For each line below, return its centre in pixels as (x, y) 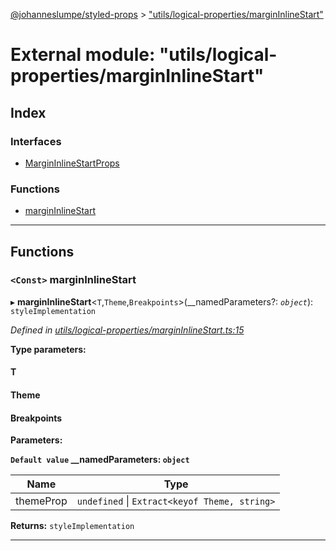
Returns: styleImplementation (72, 526)
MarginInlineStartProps (72, 163)
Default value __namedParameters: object (100, 460)
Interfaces (36, 141)
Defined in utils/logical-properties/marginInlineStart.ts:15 (127, 330)
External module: (83, 55)
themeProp (41, 501)
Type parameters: (48, 349)
